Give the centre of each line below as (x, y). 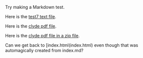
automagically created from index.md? (44, 50)
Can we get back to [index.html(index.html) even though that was (72, 45)
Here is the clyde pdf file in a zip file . (43, 36)
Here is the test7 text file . (31, 16)
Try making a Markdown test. (35, 7)
